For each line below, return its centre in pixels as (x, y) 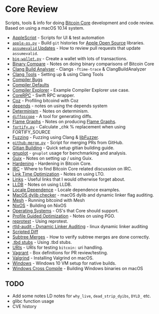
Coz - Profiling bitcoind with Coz (45, 100)
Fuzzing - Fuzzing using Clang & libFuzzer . (56, 137)
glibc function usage (33, 301)
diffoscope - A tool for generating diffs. (52, 116)
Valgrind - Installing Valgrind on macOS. (53, 258)
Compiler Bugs (27, 79)
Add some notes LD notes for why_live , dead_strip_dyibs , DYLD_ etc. (82, 296)
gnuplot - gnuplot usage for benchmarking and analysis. (69, 153)
